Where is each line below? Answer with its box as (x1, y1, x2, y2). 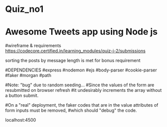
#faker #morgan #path (5, 72, 51, 78)
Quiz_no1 (5, 3, 44, 15)
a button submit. (5, 93, 39, 99)
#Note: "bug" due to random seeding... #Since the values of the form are (5, 82, 155, 88)
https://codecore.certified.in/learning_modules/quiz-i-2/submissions (5, 48, 146, 54)
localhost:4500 (5, 117, 36, 123)
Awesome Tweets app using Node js (5, 26, 158, 38)
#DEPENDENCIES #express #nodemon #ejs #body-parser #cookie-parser (5, 67, 158, 73)
